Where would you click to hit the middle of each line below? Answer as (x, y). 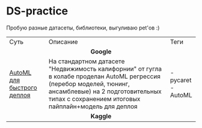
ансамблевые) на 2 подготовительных (105, 91)
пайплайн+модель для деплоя (93, 106)
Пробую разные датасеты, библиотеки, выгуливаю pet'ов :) (83, 28)
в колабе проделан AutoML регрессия (105, 76)
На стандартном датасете (87, 61)
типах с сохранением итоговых (94, 99)
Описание (63, 41)
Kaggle (101, 116)
